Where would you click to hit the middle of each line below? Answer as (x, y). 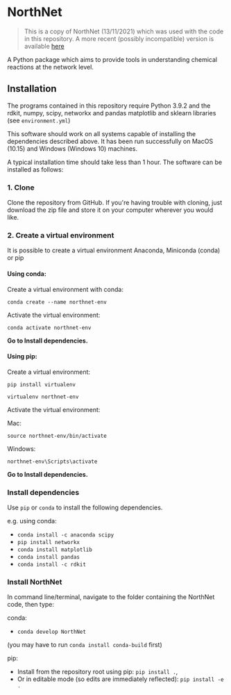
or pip (16, 258)
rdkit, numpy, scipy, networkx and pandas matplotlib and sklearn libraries (112, 113)
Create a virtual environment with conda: (65, 289)
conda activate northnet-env (49, 327)
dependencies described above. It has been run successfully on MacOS (110, 141)
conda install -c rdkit (52, 565)
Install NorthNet (35, 582)
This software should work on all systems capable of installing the (102, 133)
